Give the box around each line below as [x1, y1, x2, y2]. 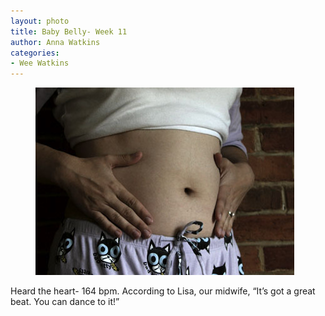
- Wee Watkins [10, 58, 70, 69]
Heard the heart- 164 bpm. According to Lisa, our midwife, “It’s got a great [10, 285, 316, 297]
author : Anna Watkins [10, 37, 101, 47]
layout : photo [10, 16, 70, 26]
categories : [10, 48, 60, 58]
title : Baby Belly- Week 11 [10, 26, 128, 37]
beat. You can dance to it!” [10, 296, 120, 308]
